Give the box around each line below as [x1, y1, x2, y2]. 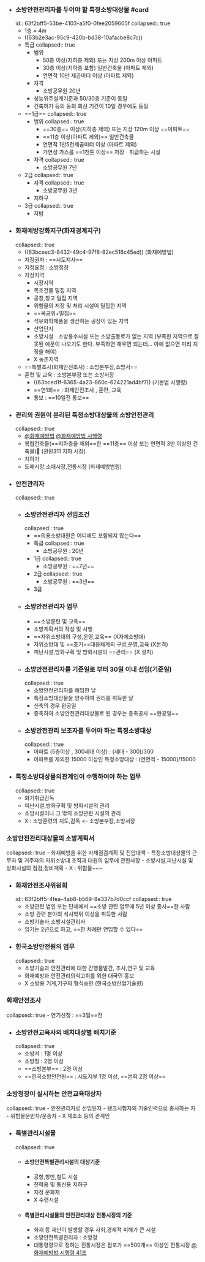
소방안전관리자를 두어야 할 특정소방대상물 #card [15, 5, 149, 13]
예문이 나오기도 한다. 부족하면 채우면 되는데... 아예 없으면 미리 [45, 340, 192, 348]
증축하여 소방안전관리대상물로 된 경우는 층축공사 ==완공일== [33, 710, 179, 717]
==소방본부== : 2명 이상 [24, 1065, 83, 1073]
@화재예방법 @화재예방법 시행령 [24, 432, 102, 439]
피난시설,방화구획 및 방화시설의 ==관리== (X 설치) [33, 648, 154, 655]
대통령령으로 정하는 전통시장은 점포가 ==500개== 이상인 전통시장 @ [33, 1241, 197, 1249]
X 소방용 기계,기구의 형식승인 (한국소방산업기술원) [24, 979, 144, 987]
